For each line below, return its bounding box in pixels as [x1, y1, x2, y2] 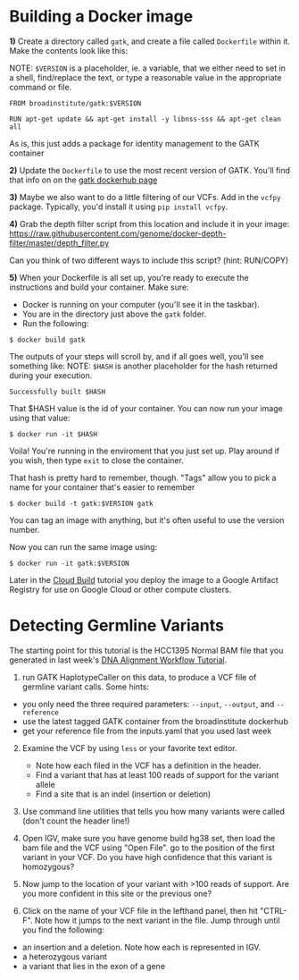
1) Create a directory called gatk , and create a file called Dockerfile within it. [9, 36, 290, 46]
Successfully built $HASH [9, 387, 105, 396]
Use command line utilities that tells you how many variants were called [21, 806, 286, 816]
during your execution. [9, 369, 93, 381]
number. [9, 524, 40, 535]
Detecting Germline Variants [9, 615, 225, 636]
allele [35, 779, 55, 790]
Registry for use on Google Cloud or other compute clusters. [9, 584, 232, 595]
